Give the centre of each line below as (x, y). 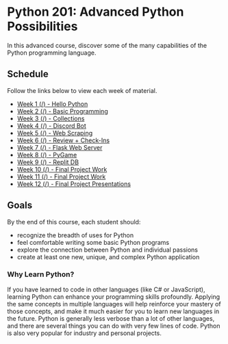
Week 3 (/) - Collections (51, 118)
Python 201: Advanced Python (96, 12)
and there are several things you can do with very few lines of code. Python (114, 326)
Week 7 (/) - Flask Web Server (60, 147)
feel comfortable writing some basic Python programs (93, 242)
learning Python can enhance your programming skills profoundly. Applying (114, 296)
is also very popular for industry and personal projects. (85, 333)
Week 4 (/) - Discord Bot (52, 125)
